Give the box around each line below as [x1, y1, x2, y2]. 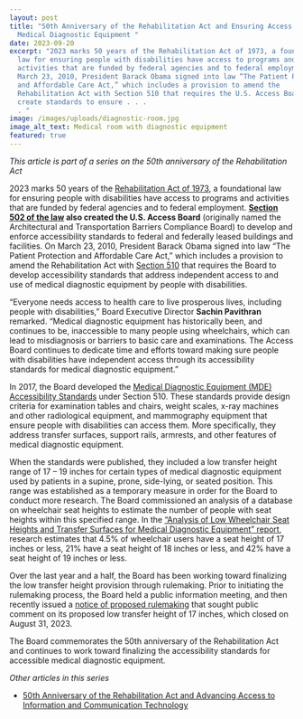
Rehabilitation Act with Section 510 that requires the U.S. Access [17, 89, 280, 98]
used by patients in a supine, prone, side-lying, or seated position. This [9, 476, 273, 487]
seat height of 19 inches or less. [9, 553, 128, 563]
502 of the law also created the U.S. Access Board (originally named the [9, 212, 281, 222]
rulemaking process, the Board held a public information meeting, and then [9, 589, 288, 600]
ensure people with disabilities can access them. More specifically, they [9, 420, 277, 430]
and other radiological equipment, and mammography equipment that [9, 410, 268, 421]
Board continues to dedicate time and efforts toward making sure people [9, 345, 280, 355]
